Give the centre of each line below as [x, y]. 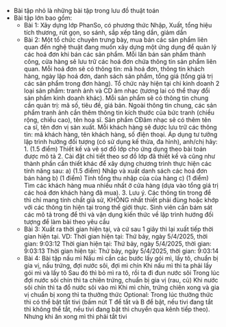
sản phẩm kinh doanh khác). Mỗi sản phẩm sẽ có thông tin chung [116, 98]
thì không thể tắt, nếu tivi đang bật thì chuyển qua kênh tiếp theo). [117, 309]
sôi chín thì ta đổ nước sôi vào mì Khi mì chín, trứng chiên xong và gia [122, 287]
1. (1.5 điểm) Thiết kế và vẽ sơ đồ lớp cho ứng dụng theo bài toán [115, 149]
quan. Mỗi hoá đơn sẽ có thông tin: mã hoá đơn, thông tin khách [114, 69]
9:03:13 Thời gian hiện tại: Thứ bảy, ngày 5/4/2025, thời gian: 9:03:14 [121, 251]
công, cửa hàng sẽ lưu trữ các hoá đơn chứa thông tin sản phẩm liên [120, 61]
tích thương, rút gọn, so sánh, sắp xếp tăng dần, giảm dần [105, 32]
